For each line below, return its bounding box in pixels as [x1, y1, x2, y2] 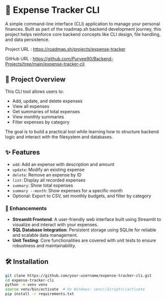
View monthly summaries [12, 114, 64, 120]
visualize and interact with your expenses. [12, 221, 99, 227]
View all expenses [12, 103, 50, 109]
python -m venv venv [5, 282, 48, 287]
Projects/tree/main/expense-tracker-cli [5, 61, 85, 67]
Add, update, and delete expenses [12, 98, 83, 104]
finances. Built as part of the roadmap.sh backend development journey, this [5, 26, 162, 32]
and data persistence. [5, 37, 50, 43]
